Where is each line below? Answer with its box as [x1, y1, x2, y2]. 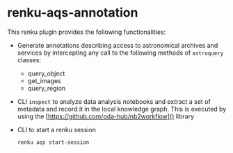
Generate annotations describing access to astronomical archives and [17, 41, 218, 49]
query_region [27, 84, 66, 92]
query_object [27, 69, 65, 78]
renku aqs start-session [17, 138, 90, 146]
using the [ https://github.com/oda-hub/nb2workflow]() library [17, 112, 195, 120]
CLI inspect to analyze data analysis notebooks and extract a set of [17, 97, 211, 105]
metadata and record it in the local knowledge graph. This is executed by [17, 105, 227, 113]
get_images [27, 76, 61, 84]
